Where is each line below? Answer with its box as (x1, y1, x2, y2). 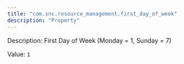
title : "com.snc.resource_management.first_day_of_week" (7, 10, 178, 18)
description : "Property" (7, 17, 80, 24)
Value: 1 (7, 50, 30, 58)
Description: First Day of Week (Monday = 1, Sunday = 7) (7, 36, 172, 44)
